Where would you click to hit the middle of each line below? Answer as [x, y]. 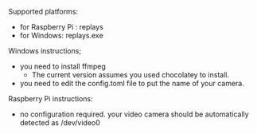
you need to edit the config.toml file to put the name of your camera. [132, 83]
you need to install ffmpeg [62, 66]
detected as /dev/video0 [60, 122]
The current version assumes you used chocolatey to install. [130, 75]
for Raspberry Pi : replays [61, 27]
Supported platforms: [43, 12]
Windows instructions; [45, 51]
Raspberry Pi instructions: [51, 99]
